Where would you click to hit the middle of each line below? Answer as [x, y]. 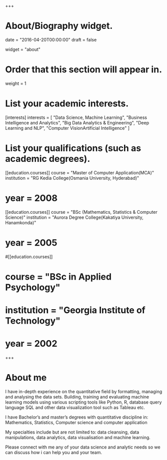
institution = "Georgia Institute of [75, 310]
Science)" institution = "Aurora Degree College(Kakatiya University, [74, 217]
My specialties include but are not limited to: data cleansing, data [72, 432]
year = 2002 [31, 344]
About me [26, 378]
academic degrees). [48, 159]
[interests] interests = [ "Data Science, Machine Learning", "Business [76, 117]
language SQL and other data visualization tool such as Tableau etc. [75, 407]
